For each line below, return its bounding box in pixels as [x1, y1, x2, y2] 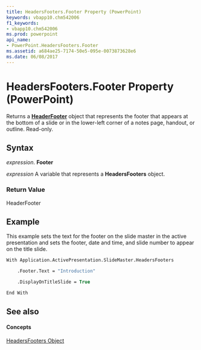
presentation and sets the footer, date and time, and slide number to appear [6, 239, 194, 246]
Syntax [6, 142, 34, 153]
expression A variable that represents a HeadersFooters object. [6, 170, 165, 178]
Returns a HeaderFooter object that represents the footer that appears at [6, 112, 188, 119]
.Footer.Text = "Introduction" [17, 268, 96, 275]
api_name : [6, 37, 31, 43]
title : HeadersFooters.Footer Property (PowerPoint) [6, 8, 142, 15]
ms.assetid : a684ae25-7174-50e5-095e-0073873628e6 [6, 48, 136, 54]
